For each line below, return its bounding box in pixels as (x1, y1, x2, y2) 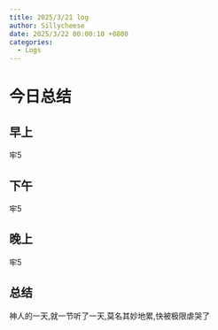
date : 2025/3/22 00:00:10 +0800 (9, 29, 128, 38)
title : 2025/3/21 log (9, 12, 90, 22)
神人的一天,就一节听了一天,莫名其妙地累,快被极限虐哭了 (9, 311, 211, 321)
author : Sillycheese (9, 21, 86, 30)
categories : (9, 37, 53, 47)
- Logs (17, 46, 42, 55)
